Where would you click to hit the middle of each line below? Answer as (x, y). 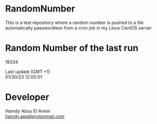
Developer (27, 97)
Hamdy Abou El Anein (28, 111)
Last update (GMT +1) (28, 71)
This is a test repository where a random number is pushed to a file (74, 22)
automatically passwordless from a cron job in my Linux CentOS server (78, 27)
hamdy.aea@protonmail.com (35, 116)
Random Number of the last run (72, 48)
